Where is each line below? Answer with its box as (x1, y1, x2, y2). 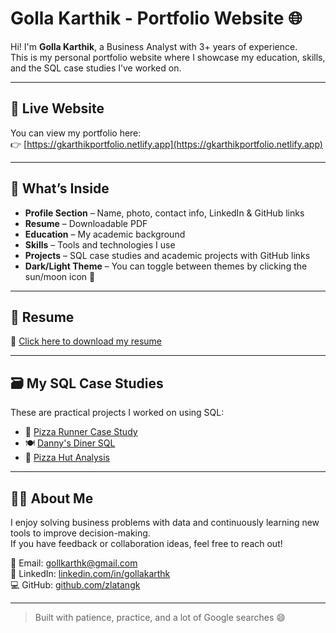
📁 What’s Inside (10, 180, 110, 197)
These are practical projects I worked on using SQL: (10, 407, 225, 419)
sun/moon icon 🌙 (24, 270, 96, 282)
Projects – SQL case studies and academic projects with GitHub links (24, 249, 311, 261)
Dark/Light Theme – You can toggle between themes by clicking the (24, 260, 308, 272)
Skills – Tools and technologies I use (24, 238, 176, 251)
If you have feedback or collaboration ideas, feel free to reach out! (10, 538, 283, 549)
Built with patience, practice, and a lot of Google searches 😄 (34, 612, 286, 623)
